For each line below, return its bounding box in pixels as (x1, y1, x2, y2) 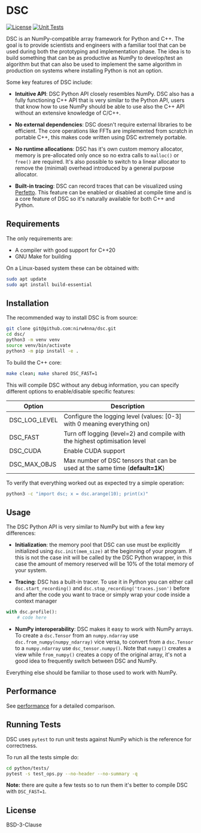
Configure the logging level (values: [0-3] (63, 412, 182, 420)
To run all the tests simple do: (6, 753, 79, 760)
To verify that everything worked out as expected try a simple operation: (6, 479, 184, 486)
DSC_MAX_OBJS (9, 460, 57, 468)
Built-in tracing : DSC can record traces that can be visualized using (14, 182, 182, 190)
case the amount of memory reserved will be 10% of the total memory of (14, 560, 194, 567)
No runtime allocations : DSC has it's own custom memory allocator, (14, 145, 184, 152)
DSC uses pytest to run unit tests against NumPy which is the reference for (6, 735, 191, 742)
